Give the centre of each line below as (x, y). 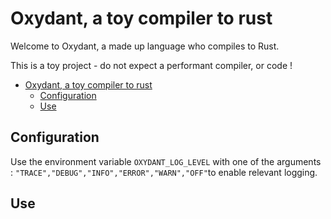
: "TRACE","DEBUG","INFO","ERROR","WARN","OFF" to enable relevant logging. (164, 172)
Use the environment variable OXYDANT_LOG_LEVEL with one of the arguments (166, 161)
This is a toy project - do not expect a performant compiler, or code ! (151, 65)
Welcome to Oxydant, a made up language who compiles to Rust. (145, 46)
